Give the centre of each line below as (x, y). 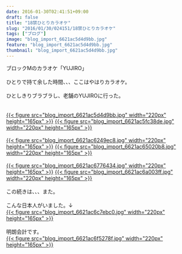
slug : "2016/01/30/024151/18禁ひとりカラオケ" (61, 28)
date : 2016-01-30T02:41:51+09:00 (47, 12)
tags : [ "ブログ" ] (26, 34)
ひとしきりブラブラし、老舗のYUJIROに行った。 (65, 95)
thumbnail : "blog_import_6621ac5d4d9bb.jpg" (62, 51)
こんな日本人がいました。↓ (39, 205)
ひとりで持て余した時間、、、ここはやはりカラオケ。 (68, 81)
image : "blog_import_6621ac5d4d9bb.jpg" (57, 39)
